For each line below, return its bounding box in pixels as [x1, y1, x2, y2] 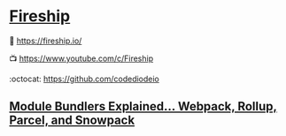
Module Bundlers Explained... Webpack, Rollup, [9, 99, 277, 114]
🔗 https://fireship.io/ [9, 35, 82, 46]
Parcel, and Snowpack [9, 113, 135, 128]
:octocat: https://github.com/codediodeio [9, 73, 159, 84]
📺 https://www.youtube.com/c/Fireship [9, 53, 153, 64]
